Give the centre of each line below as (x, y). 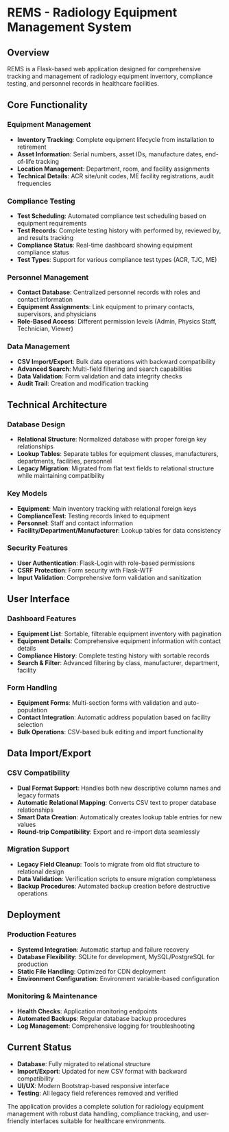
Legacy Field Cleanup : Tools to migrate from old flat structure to (108, 864)
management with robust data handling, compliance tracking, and (100, 1113)
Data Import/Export (49, 753)
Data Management (39, 346)
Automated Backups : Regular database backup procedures (101, 1018)
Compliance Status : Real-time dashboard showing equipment (105, 245)
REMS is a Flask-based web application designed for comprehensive (104, 69)
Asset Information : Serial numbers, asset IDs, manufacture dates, (110, 154)
